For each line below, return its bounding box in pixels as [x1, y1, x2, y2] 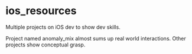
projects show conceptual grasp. [5, 41, 86, 48]
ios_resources [5, 4, 77, 18]
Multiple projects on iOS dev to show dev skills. [5, 23, 121, 31]
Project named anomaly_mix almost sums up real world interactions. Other [5, 35, 187, 42]
